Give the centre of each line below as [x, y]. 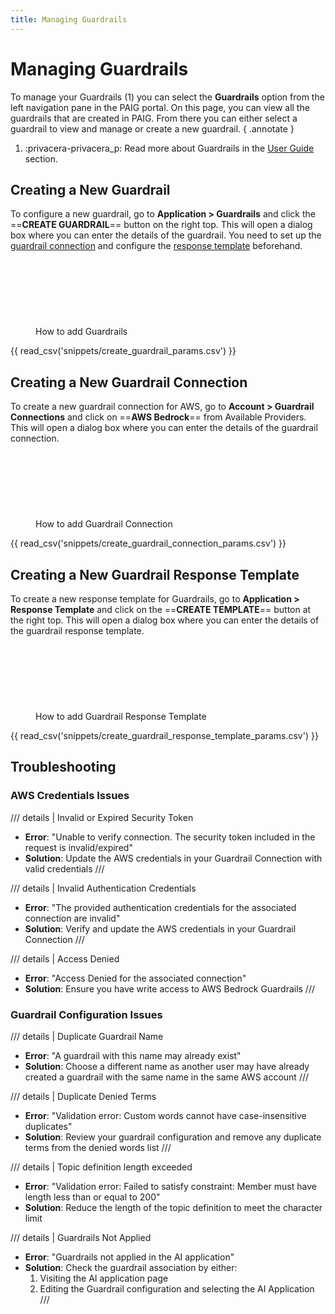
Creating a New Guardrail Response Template [155, 574]
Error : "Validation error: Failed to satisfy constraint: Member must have [170, 1186]
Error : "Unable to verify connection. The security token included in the [170, 837]
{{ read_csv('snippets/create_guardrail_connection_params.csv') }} [148, 543]
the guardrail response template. [77, 630]
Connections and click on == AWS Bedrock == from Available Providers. [158, 417]
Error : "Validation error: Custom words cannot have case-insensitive [165, 1115]
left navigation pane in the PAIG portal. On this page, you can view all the [160, 107]
